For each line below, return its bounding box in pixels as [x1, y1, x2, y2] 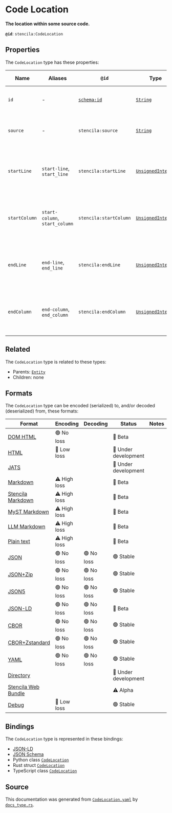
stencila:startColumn [78, 215, 131, 221]
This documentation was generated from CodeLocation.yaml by [5, 796, 138, 802]
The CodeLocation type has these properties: [5, 59, 99, 65]
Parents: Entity [12, 369, 46, 375]
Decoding [83, 420, 108, 427]
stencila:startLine [78, 168, 126, 174]
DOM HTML [8, 433, 37, 440]
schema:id [78, 97, 102, 102]
